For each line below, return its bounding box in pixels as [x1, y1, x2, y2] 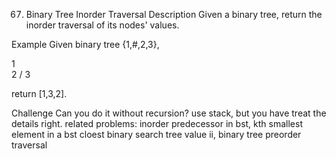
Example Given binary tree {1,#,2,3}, [11, 39, 160, 50]
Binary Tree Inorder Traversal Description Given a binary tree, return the [25, 9, 323, 20]
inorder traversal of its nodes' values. [25, 19, 180, 31]
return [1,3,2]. [11, 88, 68, 99]
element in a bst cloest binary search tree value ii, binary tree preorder [11, 129, 302, 140]
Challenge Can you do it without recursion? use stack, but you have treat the [11, 107, 327, 119]
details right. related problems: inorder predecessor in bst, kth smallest [11, 118, 303, 129]
